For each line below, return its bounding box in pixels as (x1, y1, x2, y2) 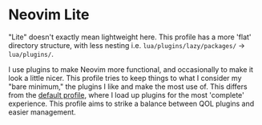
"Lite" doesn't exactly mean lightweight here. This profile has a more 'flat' (8, 32, 252, 42)
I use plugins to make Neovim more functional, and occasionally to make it (8, 64, 254, 74)
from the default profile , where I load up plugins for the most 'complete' (8, 90, 244, 99)
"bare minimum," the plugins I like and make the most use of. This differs (8, 82, 248, 91)
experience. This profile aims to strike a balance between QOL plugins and (8, 99, 255, 108)
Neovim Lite (8, 6, 90, 24)
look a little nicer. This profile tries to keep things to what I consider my (8, 73, 242, 83)
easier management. (8, 107, 76, 117)
